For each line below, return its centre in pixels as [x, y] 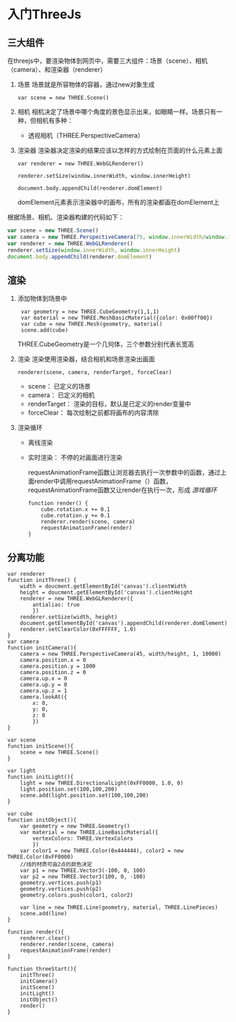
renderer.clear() [45, 938]
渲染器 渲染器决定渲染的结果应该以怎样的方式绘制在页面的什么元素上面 [120, 150]
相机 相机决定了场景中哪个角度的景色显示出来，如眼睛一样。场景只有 [117, 112]
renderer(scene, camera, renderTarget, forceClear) [94, 373]
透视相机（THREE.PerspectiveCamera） [86, 135]
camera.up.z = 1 [44, 691]
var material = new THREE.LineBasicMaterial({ [89, 832]
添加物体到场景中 [42, 299]
